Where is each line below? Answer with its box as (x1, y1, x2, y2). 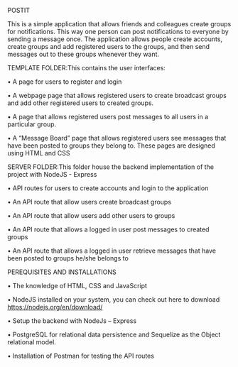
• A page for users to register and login (7, 77, 122, 86)
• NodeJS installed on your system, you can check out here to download (7, 295, 220, 304)
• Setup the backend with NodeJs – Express (7, 317, 137, 325)
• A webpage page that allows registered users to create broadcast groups (7, 92, 227, 99)
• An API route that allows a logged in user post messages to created (7, 225, 210, 234)
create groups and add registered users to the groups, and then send (7, 43, 210, 50)
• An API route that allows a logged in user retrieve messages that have (7, 246, 217, 255)
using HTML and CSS (7, 149, 70, 157)
